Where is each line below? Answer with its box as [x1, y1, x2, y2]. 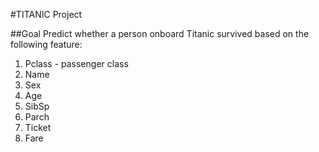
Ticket [24, 122, 52, 133]
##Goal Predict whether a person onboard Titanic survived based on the [10, 28, 310, 39]
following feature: [10, 39, 83, 50]
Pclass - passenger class [24, 58, 129, 69]
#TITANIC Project [10, 9, 83, 20]
